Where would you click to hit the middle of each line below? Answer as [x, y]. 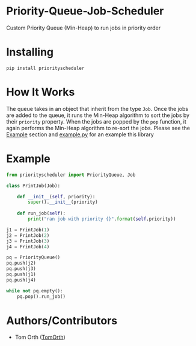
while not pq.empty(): [35, 291]
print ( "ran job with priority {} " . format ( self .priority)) [102, 219]
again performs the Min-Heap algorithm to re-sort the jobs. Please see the [98, 128]
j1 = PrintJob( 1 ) [28, 230]
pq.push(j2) [21, 263]
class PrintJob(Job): [33, 186]
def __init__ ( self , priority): [56, 197]
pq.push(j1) [21, 274]
